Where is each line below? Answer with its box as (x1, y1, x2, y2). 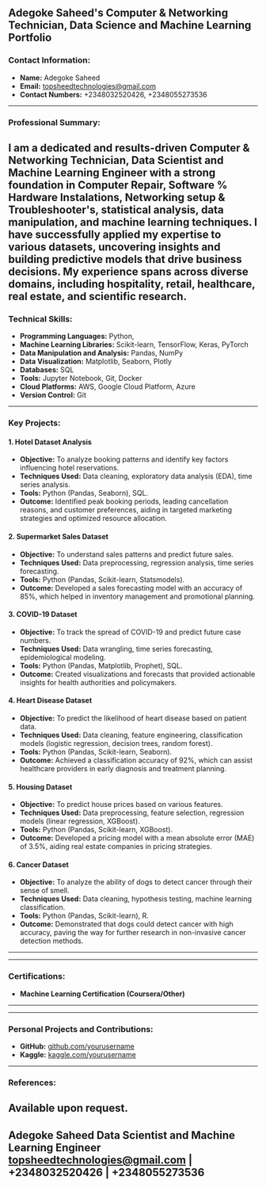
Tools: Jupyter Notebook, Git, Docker (19, 374, 142, 383)
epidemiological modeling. (19, 652, 106, 662)
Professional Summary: (8, 116, 101, 127)
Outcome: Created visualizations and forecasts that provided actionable (19, 669, 256, 679)
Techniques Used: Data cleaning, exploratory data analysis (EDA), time (19, 471, 253, 481)
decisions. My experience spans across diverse (8, 265, 249, 278)
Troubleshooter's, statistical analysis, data (8, 204, 224, 216)
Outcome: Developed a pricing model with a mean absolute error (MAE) (19, 833, 255, 843)
